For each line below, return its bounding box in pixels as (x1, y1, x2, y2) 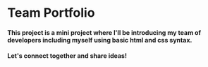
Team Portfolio (7, 5, 95, 21)
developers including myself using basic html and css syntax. (7, 36, 192, 44)
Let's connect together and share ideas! (7, 52, 127, 60)
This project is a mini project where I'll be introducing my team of (7, 28, 202, 36)
